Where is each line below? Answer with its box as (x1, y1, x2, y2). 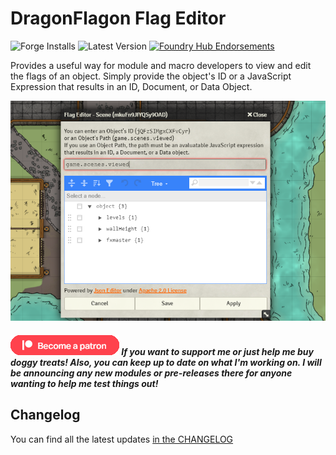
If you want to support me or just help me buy (121, 346, 314, 358)
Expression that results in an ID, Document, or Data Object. (10, 80, 253, 92)
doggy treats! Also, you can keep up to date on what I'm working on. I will (10, 357, 322, 369)
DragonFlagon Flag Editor (10, 7, 227, 30)
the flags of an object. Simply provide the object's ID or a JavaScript (10, 70, 292, 82)
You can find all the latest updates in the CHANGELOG (10, 433, 234, 445)
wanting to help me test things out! (10, 378, 159, 390)
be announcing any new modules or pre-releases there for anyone (10, 367, 293, 379)
